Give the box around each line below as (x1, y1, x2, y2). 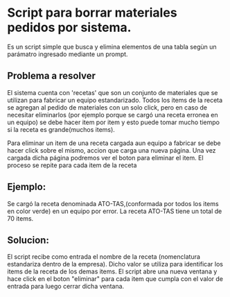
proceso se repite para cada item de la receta (7, 161, 137, 169)
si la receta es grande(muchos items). (7, 125, 116, 133)
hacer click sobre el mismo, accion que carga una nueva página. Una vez (7, 146, 216, 154)
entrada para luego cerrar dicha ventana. (7, 282, 125, 291)
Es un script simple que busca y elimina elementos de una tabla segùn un (7, 42, 217, 51)
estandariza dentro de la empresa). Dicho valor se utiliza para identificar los (7, 260, 224, 269)
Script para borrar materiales (7, 5, 178, 21)
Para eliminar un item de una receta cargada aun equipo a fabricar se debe (7, 139, 221, 147)
